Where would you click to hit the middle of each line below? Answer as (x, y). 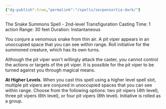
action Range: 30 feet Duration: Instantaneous (53, 29)
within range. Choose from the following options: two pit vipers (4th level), (82, 90)
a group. (14, 101)
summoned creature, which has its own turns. (53, 49)
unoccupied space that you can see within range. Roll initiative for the (77, 44)
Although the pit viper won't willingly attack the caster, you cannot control (82, 59)
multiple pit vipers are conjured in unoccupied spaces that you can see (79, 85)
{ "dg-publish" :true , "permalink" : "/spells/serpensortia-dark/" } (73, 10)
